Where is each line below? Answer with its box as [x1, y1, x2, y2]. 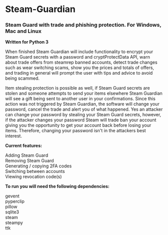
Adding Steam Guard [5, 152, 48, 158]
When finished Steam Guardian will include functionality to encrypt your [5, 49, 153, 55]
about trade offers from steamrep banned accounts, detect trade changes [5, 59, 157, 66]
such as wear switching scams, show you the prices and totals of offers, [5, 65, 154, 71]
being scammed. [5, 75, 40, 81]
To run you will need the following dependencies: [5, 183, 110, 189]
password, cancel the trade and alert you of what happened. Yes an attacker [5, 106, 163, 112]
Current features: [5, 143, 42, 149]
